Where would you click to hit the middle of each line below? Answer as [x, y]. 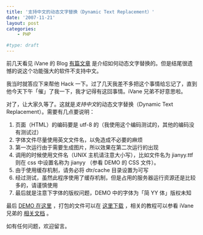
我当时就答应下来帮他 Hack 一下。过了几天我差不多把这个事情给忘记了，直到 [102, 84]
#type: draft [23, 45]
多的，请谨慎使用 [36, 185]
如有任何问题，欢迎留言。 [38, 226]
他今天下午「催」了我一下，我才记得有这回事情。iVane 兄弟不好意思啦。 [96, 91]
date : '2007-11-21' [31, 18]
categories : [21, 29]
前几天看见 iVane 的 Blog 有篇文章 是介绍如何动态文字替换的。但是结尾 [94, 63]
